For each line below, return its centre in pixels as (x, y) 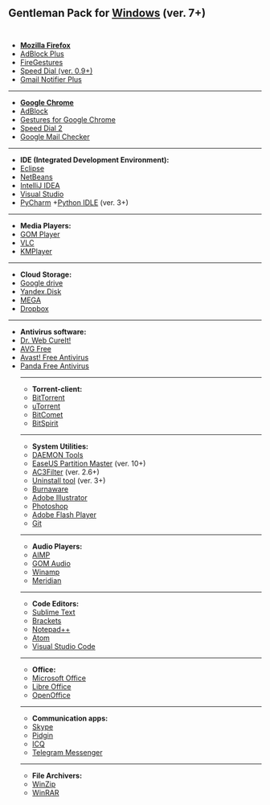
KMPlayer (36, 251)
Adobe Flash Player (64, 515)
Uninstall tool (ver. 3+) (69, 480)
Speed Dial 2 (41, 128)
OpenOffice (51, 695)
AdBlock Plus (42, 53)
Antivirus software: (53, 331)
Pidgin (43, 735)
